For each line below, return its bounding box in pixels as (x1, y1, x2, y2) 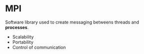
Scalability (12, 34, 34, 40)
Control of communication (12, 44, 66, 50)
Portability (12, 39, 34, 45)
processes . (5, 24, 29, 30)
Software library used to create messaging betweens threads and (5, 19, 140, 25)
